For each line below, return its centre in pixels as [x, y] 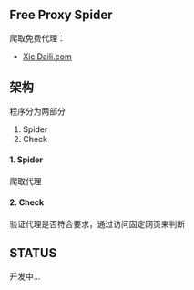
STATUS [33, 253]
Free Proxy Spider [61, 15]
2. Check [27, 202]
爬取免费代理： [37, 38]
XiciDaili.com [47, 56]
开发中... [25, 276]
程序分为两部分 [37, 111]
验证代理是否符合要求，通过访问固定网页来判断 [97, 224]
